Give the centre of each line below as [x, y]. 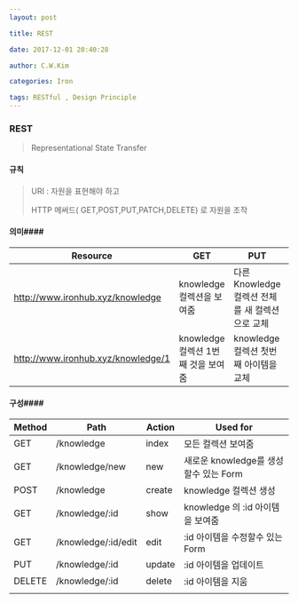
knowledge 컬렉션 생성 [229, 490]
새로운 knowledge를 [224, 460]
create [159, 489]
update [161, 564]
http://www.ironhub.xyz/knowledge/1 [92, 358]
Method [31, 427]
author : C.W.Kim [39, 66]
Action [161, 427]
